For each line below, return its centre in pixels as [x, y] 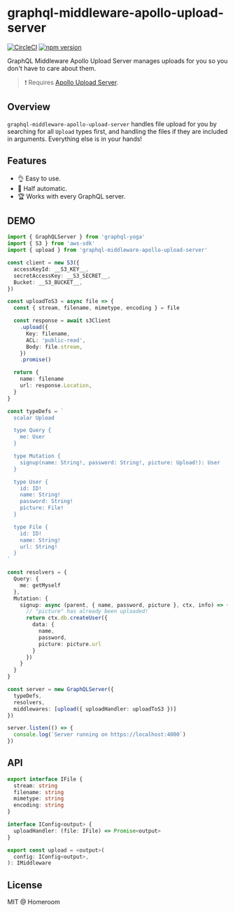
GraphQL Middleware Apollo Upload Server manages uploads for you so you [117, 60]
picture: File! [42, 508]
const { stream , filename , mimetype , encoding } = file [97, 308]
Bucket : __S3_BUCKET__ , [48, 282]
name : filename [42, 379]
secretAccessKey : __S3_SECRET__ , [62, 276]
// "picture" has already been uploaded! [87, 612]
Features [27, 161]
